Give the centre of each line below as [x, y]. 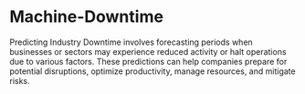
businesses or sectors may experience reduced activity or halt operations [148, 51]
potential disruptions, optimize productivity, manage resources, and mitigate [152, 71]
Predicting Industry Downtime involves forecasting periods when [131, 42]
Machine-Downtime [87, 17]
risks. [20, 80]
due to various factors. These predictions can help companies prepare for [148, 61]
